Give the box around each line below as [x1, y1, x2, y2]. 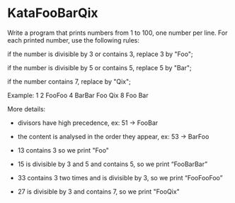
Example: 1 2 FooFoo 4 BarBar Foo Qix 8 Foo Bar [7, 91, 149, 99]
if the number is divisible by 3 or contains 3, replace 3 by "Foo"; [7, 50, 193, 58]
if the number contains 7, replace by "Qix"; [7, 77, 131, 86]
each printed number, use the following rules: [7, 35, 140, 44]
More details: [7, 104, 46, 113]
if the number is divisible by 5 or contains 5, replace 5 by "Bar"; [7, 63, 193, 72]
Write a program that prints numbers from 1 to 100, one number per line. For [7, 28, 228, 37]
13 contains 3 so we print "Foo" [17, 146, 110, 154]
